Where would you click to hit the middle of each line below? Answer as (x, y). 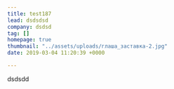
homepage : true (29, 40)
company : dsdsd (29, 27)
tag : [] (19, 33)
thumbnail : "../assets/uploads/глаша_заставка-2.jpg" (88, 46)
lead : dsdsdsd (28, 20)
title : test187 (29, 14)
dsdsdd (18, 78)
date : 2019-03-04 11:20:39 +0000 (56, 53)
